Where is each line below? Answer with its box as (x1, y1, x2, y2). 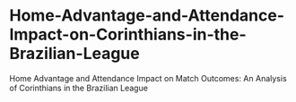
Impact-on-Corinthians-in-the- (9, 24, 247, 45)
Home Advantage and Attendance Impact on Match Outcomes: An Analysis (9, 72, 287, 83)
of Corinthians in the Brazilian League (9, 82, 148, 93)
